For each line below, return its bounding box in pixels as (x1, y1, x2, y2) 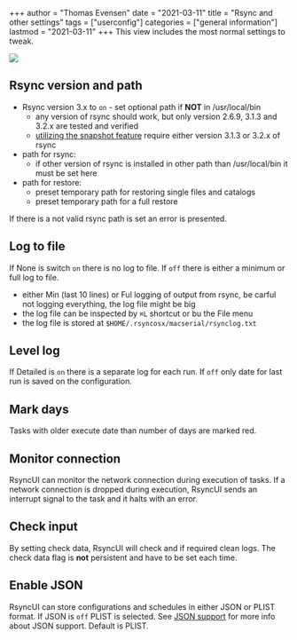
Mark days (9, 401, 69, 416)
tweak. (9, 36, 34, 46)
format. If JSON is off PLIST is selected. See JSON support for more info (9, 611, 276, 621)
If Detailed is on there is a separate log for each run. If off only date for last (9, 367, 283, 377)
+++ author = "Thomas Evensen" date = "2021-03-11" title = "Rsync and (9, 8, 273, 18)
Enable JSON (9, 578, 83, 593)
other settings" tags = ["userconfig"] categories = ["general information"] (9, 17, 277, 28)
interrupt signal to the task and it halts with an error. (9, 494, 198, 504)
